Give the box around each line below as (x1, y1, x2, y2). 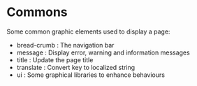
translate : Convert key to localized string (16, 63, 136, 71)
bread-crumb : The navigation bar (16, 41, 115, 49)
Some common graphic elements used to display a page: (6, 27, 170, 36)
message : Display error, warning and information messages (16, 48, 190, 57)
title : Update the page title (16, 55, 94, 64)
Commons (6, 4, 68, 20)
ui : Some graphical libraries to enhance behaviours (16, 71, 166, 79)
